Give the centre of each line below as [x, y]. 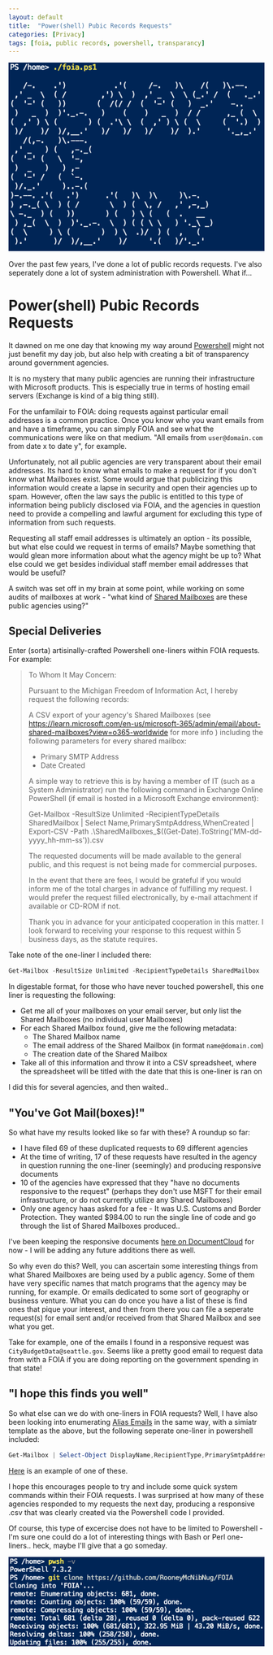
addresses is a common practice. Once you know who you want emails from [136, 420]
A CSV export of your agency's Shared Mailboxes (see [119, 715]
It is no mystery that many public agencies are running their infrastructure [132, 378]
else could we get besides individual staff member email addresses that [128, 564]
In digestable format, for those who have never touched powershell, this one [136, 986]
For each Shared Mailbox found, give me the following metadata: [128, 1028]
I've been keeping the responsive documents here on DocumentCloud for [131, 1242]
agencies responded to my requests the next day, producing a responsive [132, 1504]
